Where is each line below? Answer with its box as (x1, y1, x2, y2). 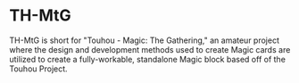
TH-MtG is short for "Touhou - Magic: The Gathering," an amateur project (9, 35, 279, 46)
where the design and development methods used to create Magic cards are (9, 44, 291, 54)
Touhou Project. (9, 63, 69, 74)
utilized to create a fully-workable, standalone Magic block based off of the (9, 54, 286, 64)
